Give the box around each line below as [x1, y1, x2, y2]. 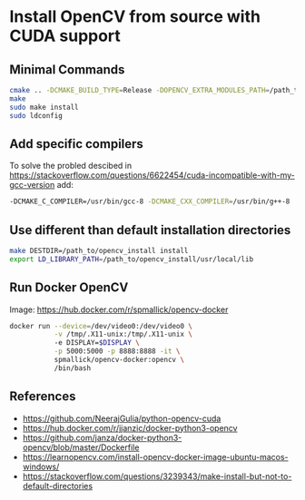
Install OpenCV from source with [9, 6, 261, 27]
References [9, 388, 76, 405]
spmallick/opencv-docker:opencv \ [54, 356, 184, 365]
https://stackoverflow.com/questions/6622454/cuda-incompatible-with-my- [9, 170, 295, 181]
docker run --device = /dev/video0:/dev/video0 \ [9, 321, 193, 330]
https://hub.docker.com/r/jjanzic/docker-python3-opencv [22, 422, 238, 433]
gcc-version [9, 180, 55, 191]
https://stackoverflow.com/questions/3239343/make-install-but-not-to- [22, 470, 292, 482]
